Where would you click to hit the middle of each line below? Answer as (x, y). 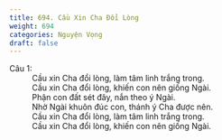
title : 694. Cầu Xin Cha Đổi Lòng (74, 18)
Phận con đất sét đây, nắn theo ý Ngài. (104, 98)
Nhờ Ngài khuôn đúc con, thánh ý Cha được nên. (123, 107)
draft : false (34, 43)
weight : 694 (32, 26)
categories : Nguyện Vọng (56, 34)
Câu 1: (21, 69)
